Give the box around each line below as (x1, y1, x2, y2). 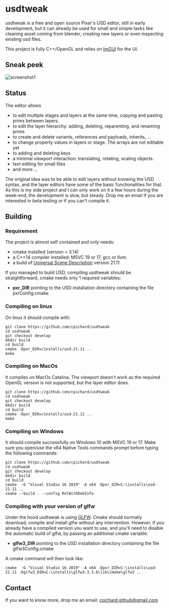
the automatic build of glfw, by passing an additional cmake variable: (5, 530, 148, 536)
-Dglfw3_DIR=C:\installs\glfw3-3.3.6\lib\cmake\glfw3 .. (18, 570, 142, 575)
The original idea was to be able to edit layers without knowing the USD (5, 176, 154, 182)
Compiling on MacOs (5, 363, 58, 370)
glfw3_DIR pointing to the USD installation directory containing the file (12, 540, 159, 547)
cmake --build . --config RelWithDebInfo (5, 491, 94, 496)
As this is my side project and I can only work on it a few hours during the (5, 186, 158, 193)
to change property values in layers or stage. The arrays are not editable (12, 139, 164, 145)
